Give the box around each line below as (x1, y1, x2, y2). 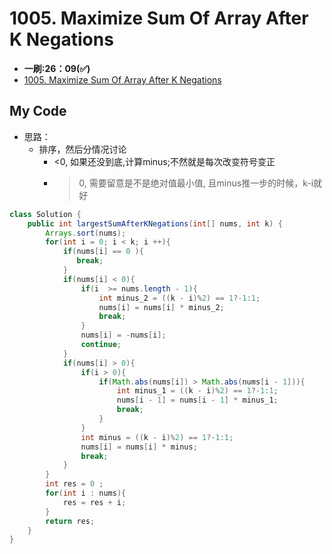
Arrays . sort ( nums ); (45, 228, 127, 238)
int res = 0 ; (45, 479, 104, 489)
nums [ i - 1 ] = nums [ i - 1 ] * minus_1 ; (116, 395, 279, 406)
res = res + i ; (62, 497, 127, 507)
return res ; (45, 516, 96, 526)
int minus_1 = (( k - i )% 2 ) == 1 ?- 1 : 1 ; (116, 386, 279, 396)
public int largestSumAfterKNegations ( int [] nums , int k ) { (27, 218, 283, 229)
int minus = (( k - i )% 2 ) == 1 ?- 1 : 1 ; (80, 432, 234, 442)
